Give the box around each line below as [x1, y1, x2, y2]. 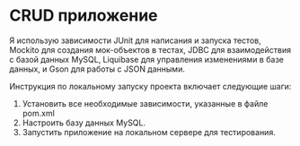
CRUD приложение [9, 5, 159, 26]
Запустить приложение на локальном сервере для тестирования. [22, 126, 276, 137]
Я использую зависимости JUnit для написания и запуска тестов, [9, 35, 262, 46]
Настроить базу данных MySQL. [22, 117, 146, 128]
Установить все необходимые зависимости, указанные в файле [22, 98, 269, 108]
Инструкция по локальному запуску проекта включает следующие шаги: [9, 81, 292, 91]
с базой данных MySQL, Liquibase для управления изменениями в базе [9, 54, 285, 64]
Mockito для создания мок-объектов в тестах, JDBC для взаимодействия [9, 44, 292, 55]
